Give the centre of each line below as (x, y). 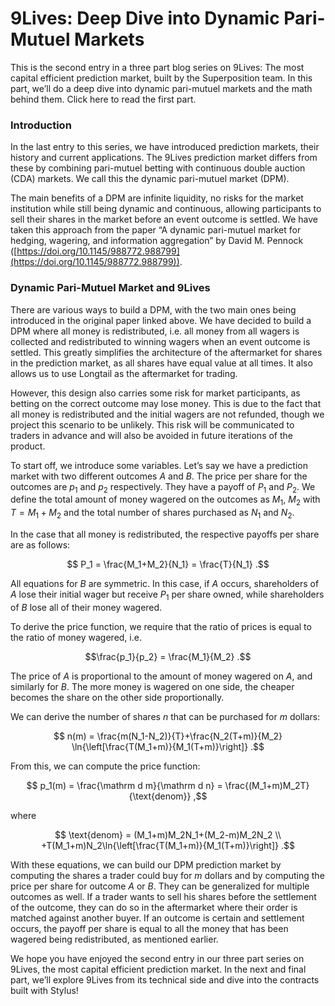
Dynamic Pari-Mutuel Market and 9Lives (110, 288)
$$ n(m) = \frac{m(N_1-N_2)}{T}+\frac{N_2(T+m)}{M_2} (168, 736)
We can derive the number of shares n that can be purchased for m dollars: (165, 716)
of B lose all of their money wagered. (86, 607)
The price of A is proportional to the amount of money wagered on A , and (161, 676)
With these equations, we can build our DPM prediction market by (146, 864)
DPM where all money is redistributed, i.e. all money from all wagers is (155, 331)
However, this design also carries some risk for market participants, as (155, 393)
